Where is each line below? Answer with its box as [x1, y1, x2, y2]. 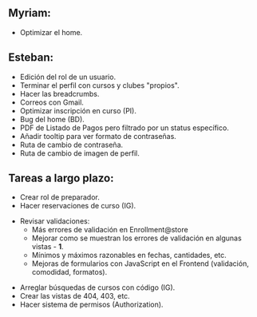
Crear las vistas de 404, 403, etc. [19, 291, 130, 301]
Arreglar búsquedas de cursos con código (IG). [19, 283, 176, 292]
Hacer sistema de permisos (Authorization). [19, 299, 164, 310]
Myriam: [8, 6, 52, 20]
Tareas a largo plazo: [8, 172, 114, 185]
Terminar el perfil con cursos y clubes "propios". [19, 80, 180, 90]
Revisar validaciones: [19, 216, 90, 226]
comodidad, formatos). [31, 267, 108, 277]
